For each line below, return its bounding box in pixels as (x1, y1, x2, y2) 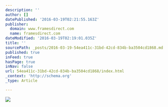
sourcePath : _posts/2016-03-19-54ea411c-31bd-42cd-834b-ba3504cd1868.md (5, 45, 163, 50)
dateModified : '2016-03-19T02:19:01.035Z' (5, 36, 97, 41)
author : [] (5, 12, 29, 17)
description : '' (5, 7, 40, 13)
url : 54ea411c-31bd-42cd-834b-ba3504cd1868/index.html (5, 69, 125, 74)
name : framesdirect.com (10, 31, 60, 36)
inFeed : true (5, 54, 33, 60)
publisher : (5, 21, 29, 27)
